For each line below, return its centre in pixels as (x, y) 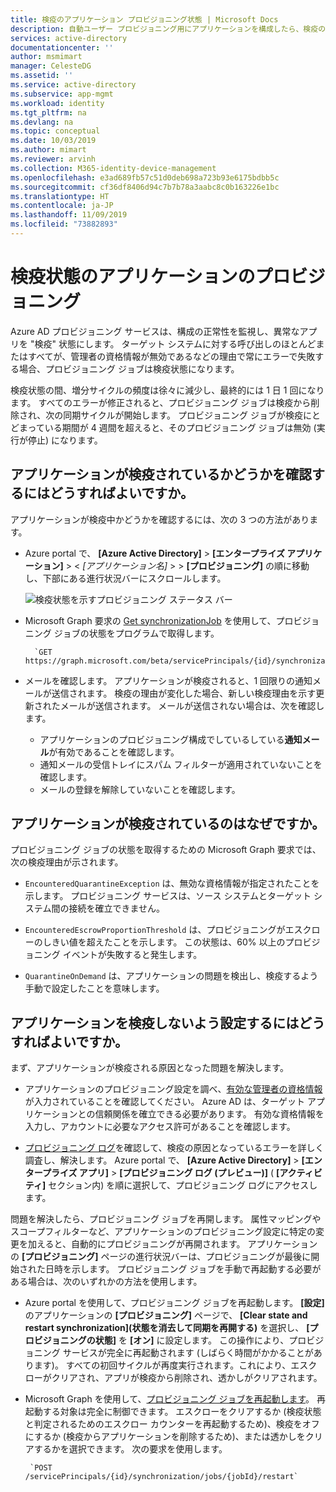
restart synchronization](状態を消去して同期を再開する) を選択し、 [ (167, 1328)
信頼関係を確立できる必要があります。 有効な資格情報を (209, 1114)
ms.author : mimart (48, 150)
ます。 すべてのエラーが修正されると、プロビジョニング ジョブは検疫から (161, 402)
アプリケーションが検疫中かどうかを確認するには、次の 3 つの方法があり (160, 519)
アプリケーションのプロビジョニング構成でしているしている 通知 (171, 739)
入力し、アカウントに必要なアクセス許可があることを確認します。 (160, 1127)
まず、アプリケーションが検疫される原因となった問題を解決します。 (149, 1068)
